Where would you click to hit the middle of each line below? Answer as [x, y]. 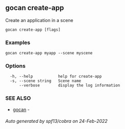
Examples [18, 42]
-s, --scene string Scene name [46, 81]
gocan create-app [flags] [33, 30]
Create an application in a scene [39, 20]
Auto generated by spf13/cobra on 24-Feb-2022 [56, 121]
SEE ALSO [18, 98]
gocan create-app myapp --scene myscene [49, 53]
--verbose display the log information [69, 85]
